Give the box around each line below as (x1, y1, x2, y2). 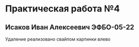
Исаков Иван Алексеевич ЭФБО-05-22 (5, 23, 134, 31)
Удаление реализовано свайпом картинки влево (5, 36, 111, 42)
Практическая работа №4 (5, 3, 120, 14)
